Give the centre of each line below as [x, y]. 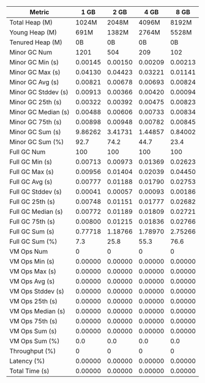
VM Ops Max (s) [33, 271]
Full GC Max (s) [32, 172]
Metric [39, 12]
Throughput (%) [33, 351]
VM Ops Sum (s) [33, 331]
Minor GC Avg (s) [34, 82]
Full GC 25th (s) [32, 202]
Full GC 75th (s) [32, 222]
